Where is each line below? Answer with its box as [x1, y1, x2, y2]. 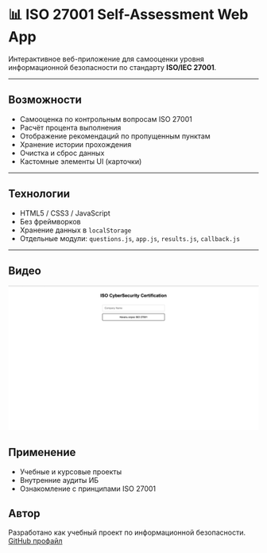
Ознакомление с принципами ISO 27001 [19, 484, 157, 493]
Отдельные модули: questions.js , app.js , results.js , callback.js [19, 233, 241, 243]
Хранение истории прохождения [19, 139, 132, 149]
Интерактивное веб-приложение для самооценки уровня [8, 54, 204, 64]
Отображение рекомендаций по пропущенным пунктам [19, 131, 211, 141]
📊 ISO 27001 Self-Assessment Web [8, 6, 249, 24]
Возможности [8, 93, 82, 107]
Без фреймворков [19, 216, 81, 226]
